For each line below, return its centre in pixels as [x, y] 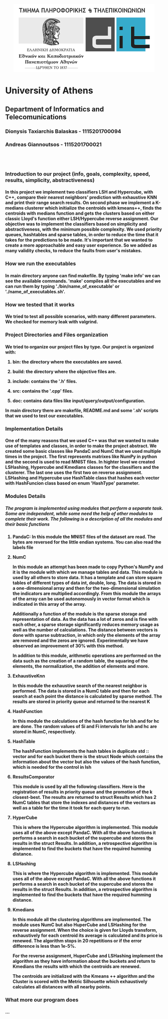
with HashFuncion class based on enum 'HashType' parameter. [72, 483]
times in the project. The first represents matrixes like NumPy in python [81, 457]
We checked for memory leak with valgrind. [52, 322]
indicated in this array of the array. [49, 604]
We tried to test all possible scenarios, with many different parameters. [81, 316]
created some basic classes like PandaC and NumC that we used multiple [83, 451]
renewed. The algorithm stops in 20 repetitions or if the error [77, 941]
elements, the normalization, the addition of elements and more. [81, 666]
